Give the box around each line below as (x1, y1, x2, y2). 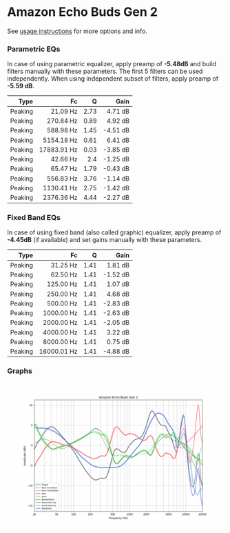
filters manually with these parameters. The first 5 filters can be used (7, 67, 203, 76)
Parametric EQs (7, 44, 61, 54)
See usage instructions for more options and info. (7, 27, 148, 35)
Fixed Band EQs (7, 212, 61, 222)
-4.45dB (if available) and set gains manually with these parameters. (7, 236, 202, 244)
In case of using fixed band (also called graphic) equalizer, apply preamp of (7, 228, 222, 237)
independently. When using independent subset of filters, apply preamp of (7, 74, 219, 83)
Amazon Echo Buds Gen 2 (7, 4, 158, 20)
